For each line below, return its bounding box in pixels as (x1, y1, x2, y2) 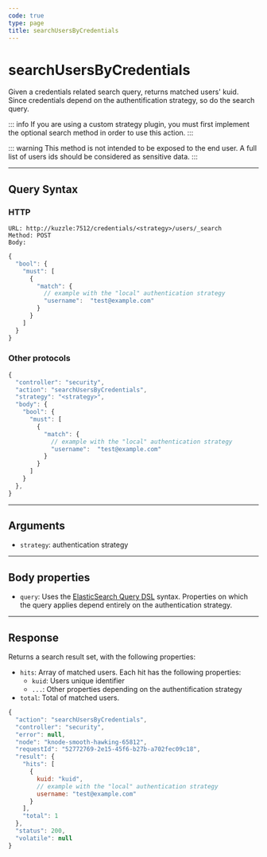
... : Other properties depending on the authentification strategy (31, 685, 242, 694)
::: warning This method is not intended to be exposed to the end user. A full (8, 143, 257, 153)
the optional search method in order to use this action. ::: (8, 128, 194, 138)
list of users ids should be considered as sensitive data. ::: (8, 152, 199, 162)
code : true (8, 11, 44, 20)
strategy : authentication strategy (19, 540, 129, 550)
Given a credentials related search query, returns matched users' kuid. (8, 87, 239, 96)
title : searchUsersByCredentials (8, 26, 119, 34)
